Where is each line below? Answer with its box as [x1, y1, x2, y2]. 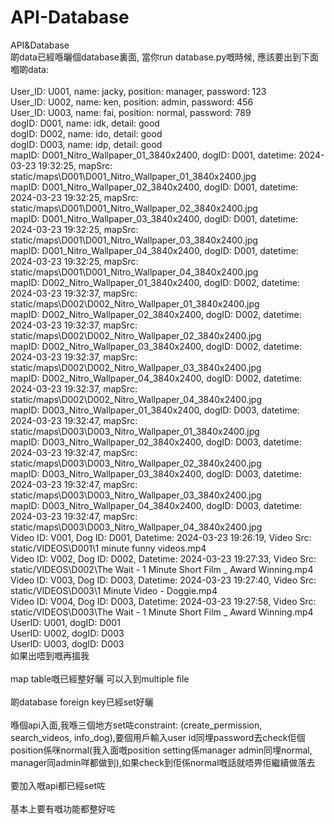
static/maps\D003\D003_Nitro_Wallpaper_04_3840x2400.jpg [10, 521, 263, 533]
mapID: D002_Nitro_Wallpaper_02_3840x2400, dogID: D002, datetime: [10, 308, 302, 320]
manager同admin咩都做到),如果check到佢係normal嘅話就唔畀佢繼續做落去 [10, 756, 316, 768]
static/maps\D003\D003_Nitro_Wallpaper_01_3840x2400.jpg [10, 425, 260, 437]
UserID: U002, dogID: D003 [10, 627, 125, 639]
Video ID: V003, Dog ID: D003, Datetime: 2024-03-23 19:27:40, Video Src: [10, 574, 317, 586]
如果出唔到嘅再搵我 [10, 649, 90, 661]
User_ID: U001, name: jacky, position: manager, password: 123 [10, 85, 267, 97]
